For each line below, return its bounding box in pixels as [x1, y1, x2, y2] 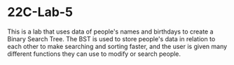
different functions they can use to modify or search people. [7, 50, 181, 58]
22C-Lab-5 [7, 4, 74, 20]
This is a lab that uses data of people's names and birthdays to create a [7, 27, 214, 36]
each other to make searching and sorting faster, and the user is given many [7, 42, 228, 50]
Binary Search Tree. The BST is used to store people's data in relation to [7, 34, 216, 43]
